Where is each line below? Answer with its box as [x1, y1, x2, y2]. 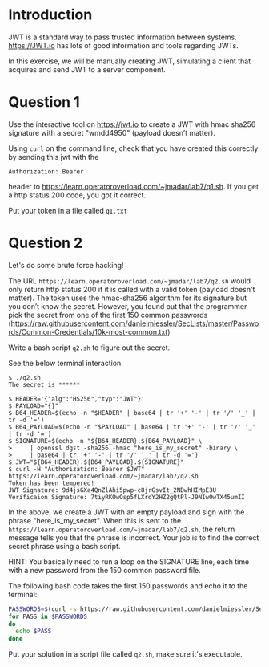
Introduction [8, 6, 93, 24]
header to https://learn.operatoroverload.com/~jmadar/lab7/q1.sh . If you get [8, 181, 259, 191]
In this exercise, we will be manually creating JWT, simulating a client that [8, 56, 251, 66]
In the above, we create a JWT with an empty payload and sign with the [8, 507, 245, 517]
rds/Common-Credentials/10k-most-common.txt [8, 327, 168, 336]
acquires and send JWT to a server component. [8, 64, 166, 74]
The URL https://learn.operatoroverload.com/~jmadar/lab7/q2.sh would [8, 275, 251, 286]
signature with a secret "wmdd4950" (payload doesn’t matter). [8, 128, 216, 137]
